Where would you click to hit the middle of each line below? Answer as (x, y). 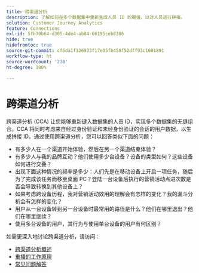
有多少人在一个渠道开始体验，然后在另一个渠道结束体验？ (85, 149)
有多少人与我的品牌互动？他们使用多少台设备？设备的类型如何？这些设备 (104, 157)
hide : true (20, 39)
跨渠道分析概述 (33, 249)
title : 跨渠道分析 (27, 12)
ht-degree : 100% (26, 67)
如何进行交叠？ (33, 164)
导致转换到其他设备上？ (54, 186)
